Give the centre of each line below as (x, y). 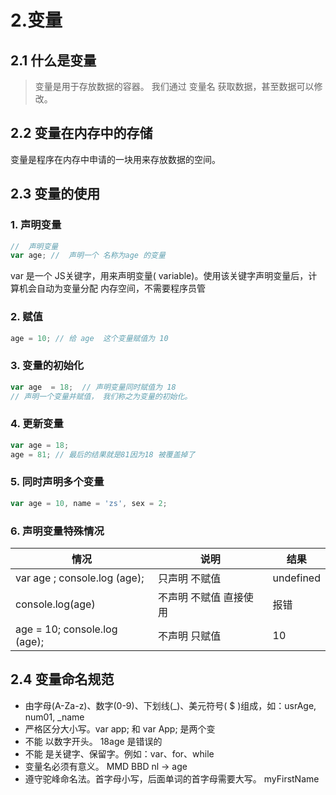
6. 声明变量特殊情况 (57, 531)
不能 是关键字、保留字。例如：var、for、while (119, 753)
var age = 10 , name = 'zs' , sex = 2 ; (89, 503)
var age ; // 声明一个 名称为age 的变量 (88, 256)
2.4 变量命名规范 (62, 679)
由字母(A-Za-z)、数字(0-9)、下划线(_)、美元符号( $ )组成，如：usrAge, (170, 705)
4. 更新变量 (37, 424)
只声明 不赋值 (190, 578)
